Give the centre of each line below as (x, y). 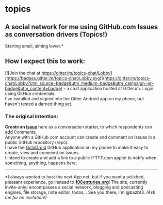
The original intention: (32, 116)
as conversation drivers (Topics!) (56, 34)
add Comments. (21, 132)
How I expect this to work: (45, 61)
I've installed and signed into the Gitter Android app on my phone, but (74, 98)
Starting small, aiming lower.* (34, 46)
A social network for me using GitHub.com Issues (81, 27)
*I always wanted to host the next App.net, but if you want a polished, (75, 177)
